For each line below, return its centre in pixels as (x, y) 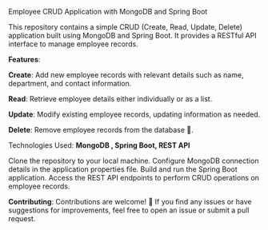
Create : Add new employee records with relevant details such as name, (126, 75)
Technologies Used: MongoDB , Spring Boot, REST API (99, 145)
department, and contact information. (70, 83)
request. (22, 218)
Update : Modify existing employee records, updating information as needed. (134, 114)
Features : (24, 59)
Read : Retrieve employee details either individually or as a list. (110, 99)
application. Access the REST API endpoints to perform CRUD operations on (134, 178)
